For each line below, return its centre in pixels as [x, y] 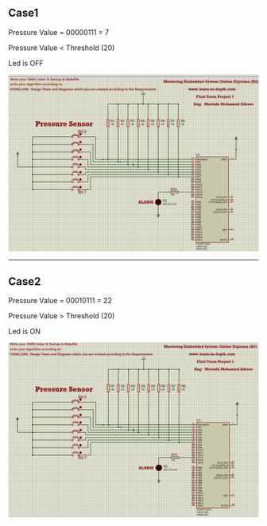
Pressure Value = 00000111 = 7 [59, 32]
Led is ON [25, 331]
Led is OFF [26, 63]
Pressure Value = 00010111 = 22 [60, 300]
